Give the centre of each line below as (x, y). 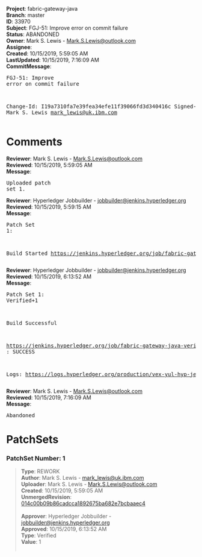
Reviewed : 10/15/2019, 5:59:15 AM (49, 207)
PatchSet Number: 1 (36, 459)
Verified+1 (22, 300)
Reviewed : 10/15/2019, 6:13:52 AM (49, 276)
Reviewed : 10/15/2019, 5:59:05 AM (50, 165)
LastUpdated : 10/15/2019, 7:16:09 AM (53, 60)
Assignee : (19, 47)
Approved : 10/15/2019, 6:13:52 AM (64, 529)
